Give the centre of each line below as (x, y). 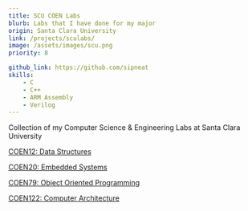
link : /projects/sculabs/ (51, 38)
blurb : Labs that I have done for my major (82, 23)
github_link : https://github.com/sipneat (79, 68)
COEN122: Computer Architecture (64, 198)
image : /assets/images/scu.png (61, 46)
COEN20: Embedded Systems (58, 167)
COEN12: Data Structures (50, 152)
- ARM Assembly (48, 97)
